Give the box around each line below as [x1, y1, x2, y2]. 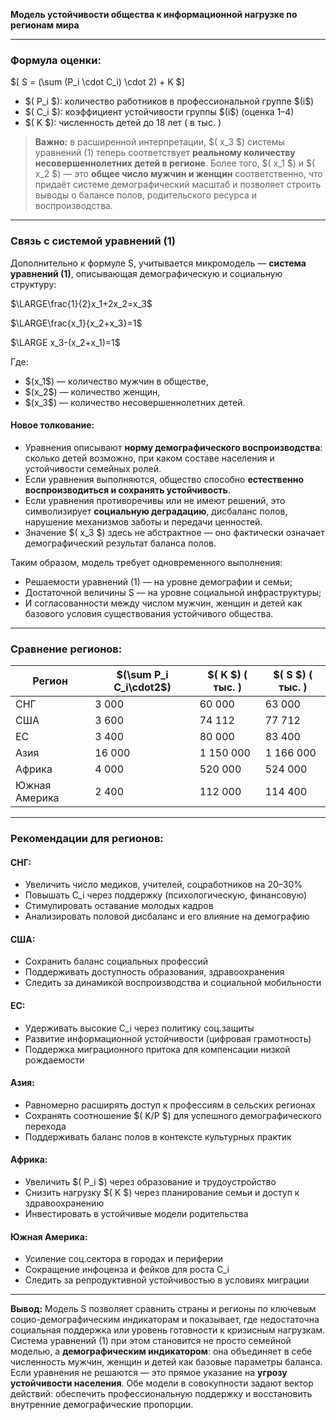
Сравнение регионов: [10, 642, 123, 656]
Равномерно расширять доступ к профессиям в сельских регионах [24, 1099, 317, 1111]
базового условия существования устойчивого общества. [24, 607, 274, 619]
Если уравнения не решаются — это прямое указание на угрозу [10, 1367, 288, 1379]
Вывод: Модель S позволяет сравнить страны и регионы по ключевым [10, 1303, 317, 1315]
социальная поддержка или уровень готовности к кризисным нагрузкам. [10, 1324, 326, 1336]
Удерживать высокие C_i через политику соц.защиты [24, 1022, 255, 1034]
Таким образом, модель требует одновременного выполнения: [10, 556, 283, 568]
